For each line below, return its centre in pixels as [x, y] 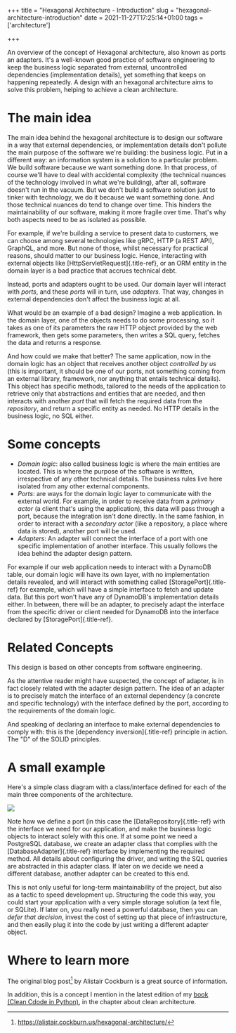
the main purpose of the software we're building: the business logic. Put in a [118, 152]
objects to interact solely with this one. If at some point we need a [103, 836]
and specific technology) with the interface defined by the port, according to [118, 703]
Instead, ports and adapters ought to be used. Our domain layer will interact [117, 284]
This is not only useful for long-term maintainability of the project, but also [115, 887]
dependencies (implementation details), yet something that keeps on [106, 74]
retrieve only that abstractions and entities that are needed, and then [106, 394]
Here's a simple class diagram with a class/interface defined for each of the [117, 787]
